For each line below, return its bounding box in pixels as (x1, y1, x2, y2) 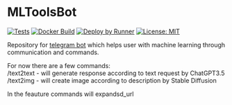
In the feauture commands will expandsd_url (7, 90, 134, 98)
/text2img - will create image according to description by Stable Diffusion (7, 76, 217, 84)
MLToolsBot (7, 4, 77, 20)
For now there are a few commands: (7, 61, 111, 70)
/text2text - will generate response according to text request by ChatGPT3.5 (7, 69, 225, 77)
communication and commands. (7, 48, 99, 56)
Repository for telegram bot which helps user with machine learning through (7, 40, 226, 49)
